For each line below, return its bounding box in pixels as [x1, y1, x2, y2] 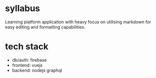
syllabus [5, 3, 40, 14]
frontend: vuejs [12, 62, 43, 68]
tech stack [5, 41, 49, 52]
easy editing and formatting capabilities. [5, 24, 86, 30]
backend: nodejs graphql [12, 67, 62, 73]
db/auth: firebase [12, 57, 47, 63]
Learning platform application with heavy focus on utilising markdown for [5, 19, 152, 25]
